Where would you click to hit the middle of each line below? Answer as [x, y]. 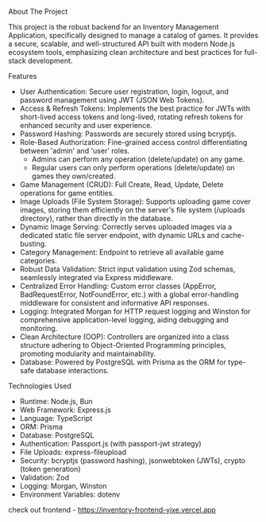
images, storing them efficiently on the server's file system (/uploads [132, 210]
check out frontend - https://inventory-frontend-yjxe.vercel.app [112, 510]
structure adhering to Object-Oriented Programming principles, [123, 345]
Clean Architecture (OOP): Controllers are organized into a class [124, 337]
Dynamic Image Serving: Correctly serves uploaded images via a [126, 227]
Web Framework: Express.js [65, 410]
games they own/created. [73, 176]
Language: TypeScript [56, 418]
